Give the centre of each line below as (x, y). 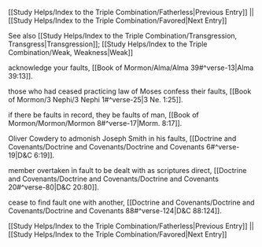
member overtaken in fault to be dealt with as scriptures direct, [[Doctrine (127, 170)
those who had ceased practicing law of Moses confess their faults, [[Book (130, 91)
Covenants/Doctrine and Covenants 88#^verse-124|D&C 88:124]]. (115, 211)
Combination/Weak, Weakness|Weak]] (71, 52)
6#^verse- (223, 147)
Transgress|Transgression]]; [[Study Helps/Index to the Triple (108, 44)
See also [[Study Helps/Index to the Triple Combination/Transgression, (123, 36)
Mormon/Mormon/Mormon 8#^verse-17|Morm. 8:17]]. (95, 123)
